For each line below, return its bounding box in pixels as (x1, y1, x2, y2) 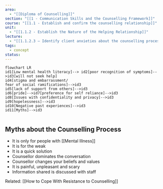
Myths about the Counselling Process (5, 125, 121, 133)
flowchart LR (5, 65, 32, 70)
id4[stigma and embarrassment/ (5, 78, 68, 83)
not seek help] (26, 74, 57, 79)
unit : (5, 25, 16, 30)
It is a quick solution (12, 148, 52, 154)
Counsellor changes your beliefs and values (12, 158, 100, 165)
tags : (5, 43, 16, 48)
